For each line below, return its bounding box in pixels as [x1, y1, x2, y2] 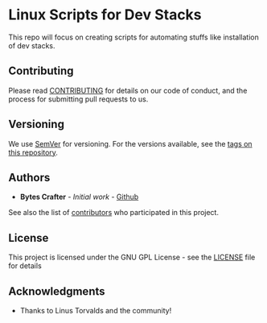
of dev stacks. [8, 40, 55, 50]
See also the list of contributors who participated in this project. [8, 208, 220, 217]
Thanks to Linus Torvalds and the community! [19, 306, 172, 315]
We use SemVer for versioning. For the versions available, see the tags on [8, 139, 253, 148]
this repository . [8, 147, 59, 157]
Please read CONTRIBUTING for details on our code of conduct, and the [8, 85, 248, 95]
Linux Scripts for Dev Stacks [8, 6, 203, 24]
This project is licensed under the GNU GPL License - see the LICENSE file [8, 252, 256, 263]
